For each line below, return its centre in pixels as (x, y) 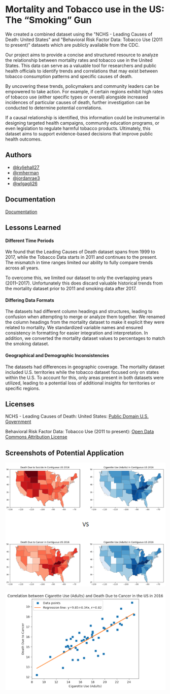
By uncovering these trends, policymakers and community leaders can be (82, 86)
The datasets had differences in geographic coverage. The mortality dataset (85, 367)
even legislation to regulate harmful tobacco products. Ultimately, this (78, 128)
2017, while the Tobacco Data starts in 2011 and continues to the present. (81, 257)
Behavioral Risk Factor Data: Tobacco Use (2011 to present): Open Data (80, 432)
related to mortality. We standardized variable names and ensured (74, 328)
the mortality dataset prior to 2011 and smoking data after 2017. (71, 289)
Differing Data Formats (30, 300)
